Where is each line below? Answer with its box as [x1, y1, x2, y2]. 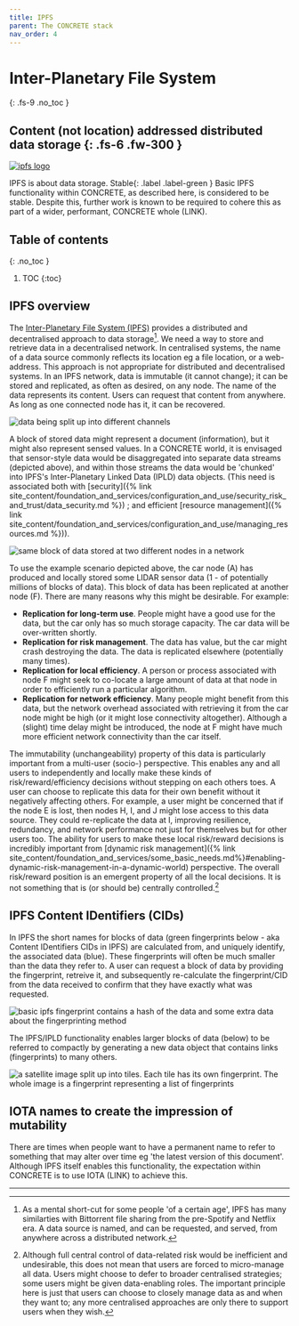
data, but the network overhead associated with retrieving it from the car [21, 703, 289, 714]
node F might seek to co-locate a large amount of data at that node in [21, 675, 278, 685]
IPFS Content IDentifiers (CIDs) [9, 909, 185, 924]
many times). [21, 656, 70, 667]
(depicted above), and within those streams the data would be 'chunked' [9, 462, 275, 473]
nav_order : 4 [9, 29, 58, 38]
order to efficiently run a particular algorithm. [21, 684, 188, 695]
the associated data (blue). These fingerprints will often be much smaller [9, 950, 276, 961]
